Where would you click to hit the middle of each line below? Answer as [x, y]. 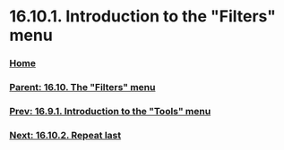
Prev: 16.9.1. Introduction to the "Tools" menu [110, 111]
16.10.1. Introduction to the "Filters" [142, 17]
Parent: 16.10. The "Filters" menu [82, 87]
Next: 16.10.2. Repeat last [65, 135]
